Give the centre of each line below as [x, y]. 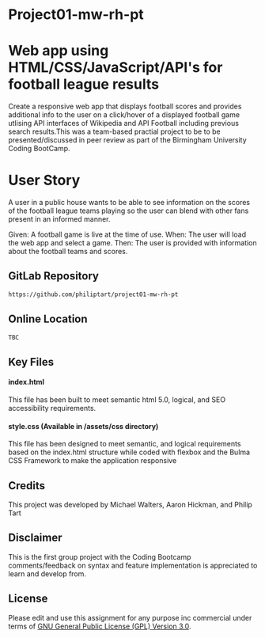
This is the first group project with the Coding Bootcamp [100, 556]
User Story [44, 180]
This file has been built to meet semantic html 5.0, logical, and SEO [117, 400]
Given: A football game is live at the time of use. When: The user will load [127, 234]
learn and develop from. [47, 573]
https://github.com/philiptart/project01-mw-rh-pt [93, 294]
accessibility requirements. [52, 408]
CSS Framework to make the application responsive [93, 461]
